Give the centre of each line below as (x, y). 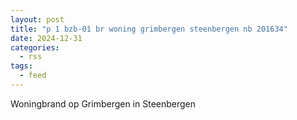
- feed (33, 76)
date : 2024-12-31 (46, 38)
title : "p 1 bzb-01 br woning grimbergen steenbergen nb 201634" (149, 29)
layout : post (37, 19)
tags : (21, 66)
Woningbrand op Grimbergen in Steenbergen (103, 103)
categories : (35, 47)
